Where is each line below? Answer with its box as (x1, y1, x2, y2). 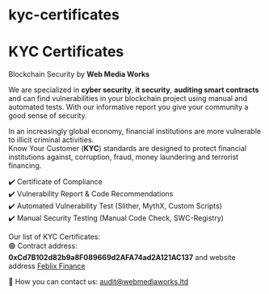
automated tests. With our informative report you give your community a (8, 103, 249, 112)
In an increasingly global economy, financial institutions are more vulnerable (8, 127, 261, 136)
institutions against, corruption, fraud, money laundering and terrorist (8, 152, 239, 162)
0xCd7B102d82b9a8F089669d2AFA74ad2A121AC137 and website (8, 253, 236, 262)
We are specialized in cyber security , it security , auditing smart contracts (8, 85, 259, 94)
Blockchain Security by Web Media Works (8, 69, 150, 79)
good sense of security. (8, 111, 87, 120)
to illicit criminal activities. (8, 135, 95, 145)
